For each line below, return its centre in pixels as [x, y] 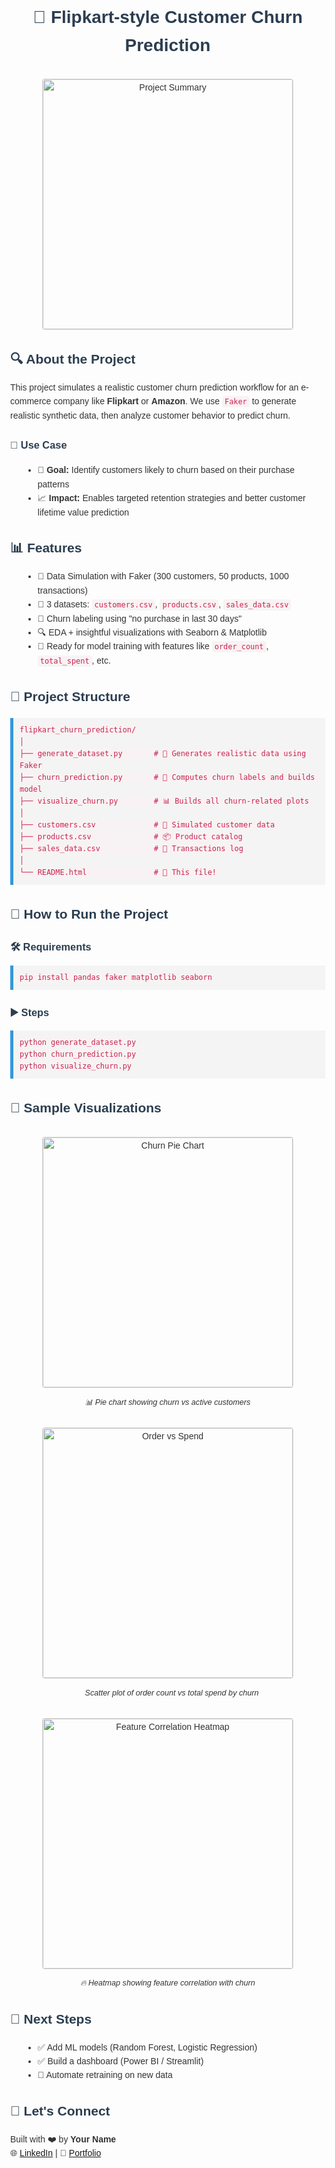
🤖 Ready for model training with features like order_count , [153, 646]
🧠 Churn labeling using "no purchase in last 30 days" [140, 618]
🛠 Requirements [51, 947]
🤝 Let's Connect [60, 2111]
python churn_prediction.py [78, 1054]
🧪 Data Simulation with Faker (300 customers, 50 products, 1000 [163, 576]
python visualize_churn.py [75, 1066]
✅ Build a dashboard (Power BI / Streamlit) [120, 2061]
